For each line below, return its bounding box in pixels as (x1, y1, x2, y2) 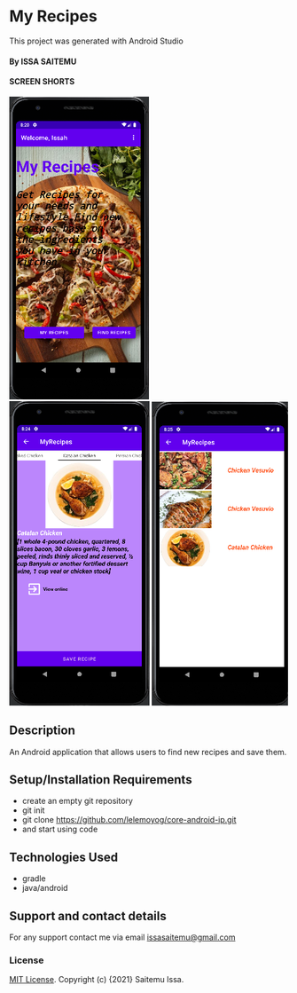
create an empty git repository (21, 796, 133, 807)
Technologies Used (9, 849, 118, 864)
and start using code (21, 824, 98, 835)
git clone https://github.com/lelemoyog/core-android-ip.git (21, 815, 237, 825)
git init (21, 805, 45, 816)
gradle (21, 873, 46, 884)
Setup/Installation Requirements (9, 772, 192, 787)
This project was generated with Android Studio (9, 35, 184, 46)
